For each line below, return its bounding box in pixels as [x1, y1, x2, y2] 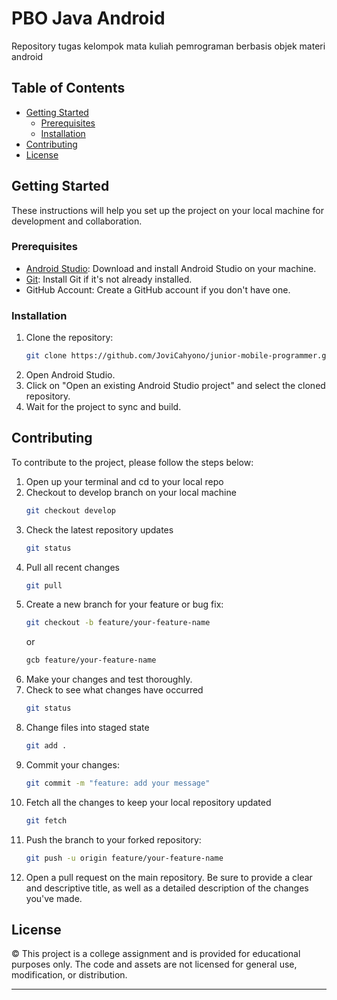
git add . [25, 741, 68, 751]
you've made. [25, 892, 83, 904]
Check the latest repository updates [25, 523, 174, 536]
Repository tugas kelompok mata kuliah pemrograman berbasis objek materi [11, 40, 326, 52]
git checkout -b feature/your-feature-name [25, 618, 211, 628]
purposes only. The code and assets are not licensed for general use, [11, 958, 298, 971]
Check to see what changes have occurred [25, 684, 204, 696]
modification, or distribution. [11, 969, 128, 981]
